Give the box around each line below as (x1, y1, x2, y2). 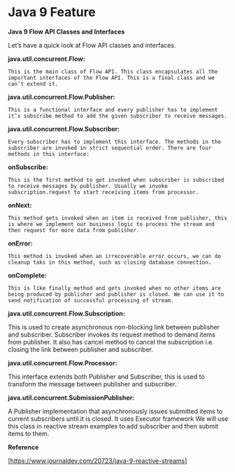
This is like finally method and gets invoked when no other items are (8, 285, 221, 292)
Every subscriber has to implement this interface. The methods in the (8, 138, 221, 145)
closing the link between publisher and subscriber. (8, 345, 153, 353)
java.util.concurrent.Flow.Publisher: (8, 93, 115, 101)
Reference (8, 443, 39, 451)
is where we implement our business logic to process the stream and (8, 220, 215, 228)
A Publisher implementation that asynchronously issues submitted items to (8, 407, 223, 415)
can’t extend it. (8, 80, 59, 88)
